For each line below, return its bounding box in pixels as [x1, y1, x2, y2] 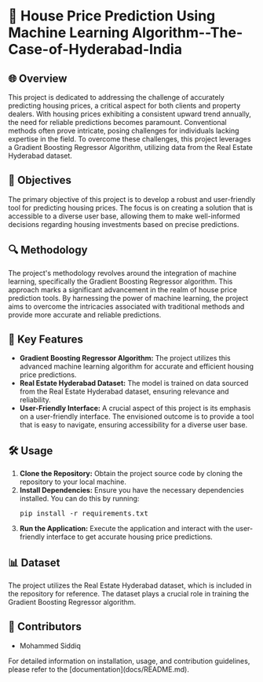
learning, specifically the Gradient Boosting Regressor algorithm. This [8, 277, 233, 286]
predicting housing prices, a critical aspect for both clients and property [8, 101, 241, 110]
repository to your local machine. [19, 477, 127, 486]
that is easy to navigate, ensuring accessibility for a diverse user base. [19, 420, 248, 430]
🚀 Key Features [8, 333, 84, 346]
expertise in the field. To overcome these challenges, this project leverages [8, 134, 251, 144]
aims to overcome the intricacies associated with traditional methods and [8, 302, 245, 311]
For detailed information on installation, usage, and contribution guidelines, [8, 656, 250, 665]
